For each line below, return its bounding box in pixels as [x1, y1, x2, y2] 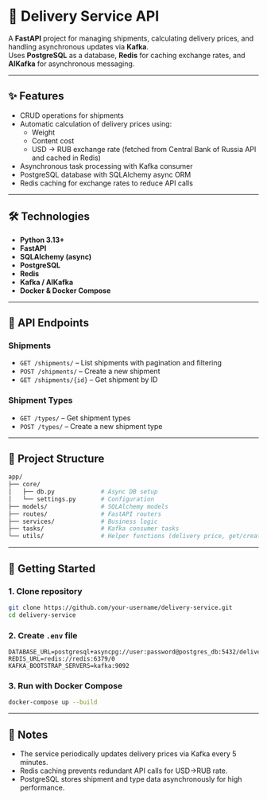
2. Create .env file [8, 630, 78, 641]
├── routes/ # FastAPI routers [8, 509, 161, 518]
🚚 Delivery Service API [8, 7, 160, 25]
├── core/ [8, 481, 41, 489]
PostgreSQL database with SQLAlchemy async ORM [19, 170, 192, 179]
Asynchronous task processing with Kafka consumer [19, 161, 193, 170]
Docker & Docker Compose [19, 286, 111, 295]
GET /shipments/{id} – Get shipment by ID [19, 375, 158, 384]
